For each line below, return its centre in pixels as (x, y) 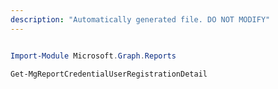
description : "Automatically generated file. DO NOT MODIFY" (140, 19)
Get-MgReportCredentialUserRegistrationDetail (109, 74)
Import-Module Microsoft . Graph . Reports (93, 56)
